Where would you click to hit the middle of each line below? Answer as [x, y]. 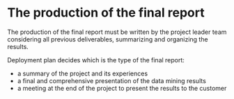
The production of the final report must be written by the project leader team [117, 32]
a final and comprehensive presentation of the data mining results [112, 80]
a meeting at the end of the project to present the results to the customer [122, 88]
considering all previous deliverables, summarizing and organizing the [108, 39]
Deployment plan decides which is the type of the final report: [96, 60]
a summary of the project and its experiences [83, 73]
